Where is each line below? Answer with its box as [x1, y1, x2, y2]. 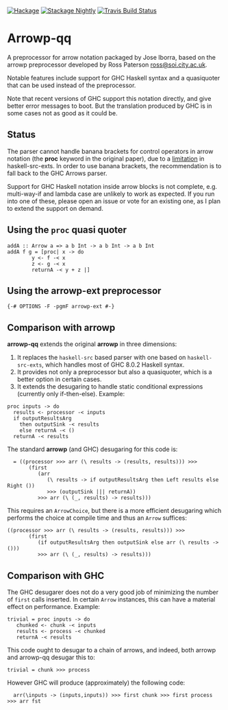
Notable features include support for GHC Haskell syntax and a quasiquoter [7, 73, 220, 82]
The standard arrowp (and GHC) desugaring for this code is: [7, 445, 178, 453]
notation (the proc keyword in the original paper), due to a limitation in [7, 154, 205, 163]
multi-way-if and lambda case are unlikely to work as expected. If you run [7, 190, 215, 198]
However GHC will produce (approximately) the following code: [7, 678, 186, 687]
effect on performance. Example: [7, 603, 101, 610]
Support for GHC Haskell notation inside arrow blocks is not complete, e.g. [7, 182, 218, 190]
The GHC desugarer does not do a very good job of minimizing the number [7, 588, 219, 596]
